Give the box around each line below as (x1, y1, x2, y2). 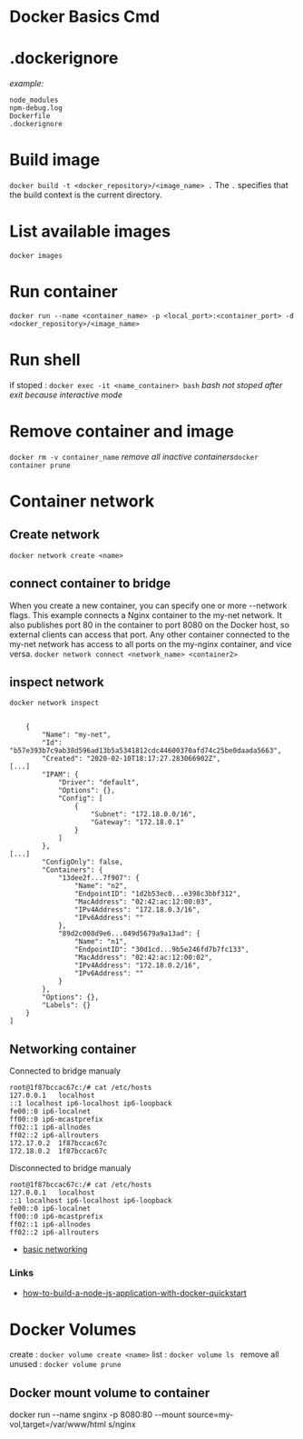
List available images (9, 221, 171, 242)
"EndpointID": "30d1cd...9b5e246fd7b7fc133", (73, 945, 249, 954)
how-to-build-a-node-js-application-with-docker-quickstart (22, 1287, 247, 1298)
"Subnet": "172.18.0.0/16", (90, 810, 197, 819)
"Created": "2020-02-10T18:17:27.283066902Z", (42, 754, 221, 764)
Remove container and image (9, 421, 234, 442)
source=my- (187, 1409, 234, 1420)
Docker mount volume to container (9, 1384, 210, 1401)
